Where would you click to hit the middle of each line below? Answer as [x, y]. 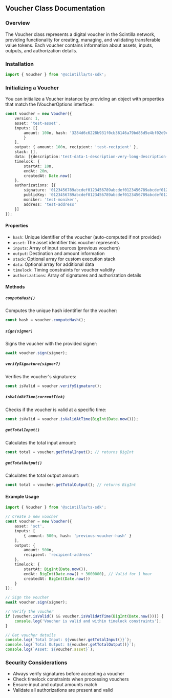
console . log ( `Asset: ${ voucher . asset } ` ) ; [50, 649]
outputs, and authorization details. [41, 50]
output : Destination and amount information [59, 253]
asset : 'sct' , [29, 526]
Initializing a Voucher [32, 88]
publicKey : [35, 195]
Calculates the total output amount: [42, 476]
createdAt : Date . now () [48, 176]
